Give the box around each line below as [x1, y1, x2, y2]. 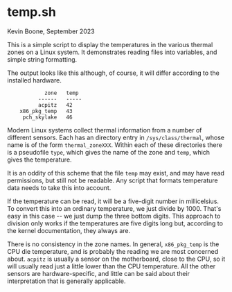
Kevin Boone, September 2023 [7, 27, 95, 35]
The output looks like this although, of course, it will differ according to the [7, 69, 220, 77]
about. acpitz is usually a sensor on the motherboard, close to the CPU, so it [7, 255, 226, 263]
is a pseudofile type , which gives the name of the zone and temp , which [7, 148, 210, 156]
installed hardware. [7, 76, 62, 84]
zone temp [44, 89, 79, 96]
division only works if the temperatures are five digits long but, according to [7, 219, 224, 227]
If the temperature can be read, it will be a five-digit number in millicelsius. [7, 197, 220, 205]
